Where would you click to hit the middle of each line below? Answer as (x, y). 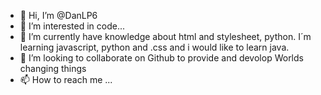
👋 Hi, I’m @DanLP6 (58, 15)
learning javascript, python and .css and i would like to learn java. (154, 47)
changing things (53, 68)
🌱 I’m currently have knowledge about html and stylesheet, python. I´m (165, 36)
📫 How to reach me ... (66, 79)
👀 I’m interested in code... (72, 26)
